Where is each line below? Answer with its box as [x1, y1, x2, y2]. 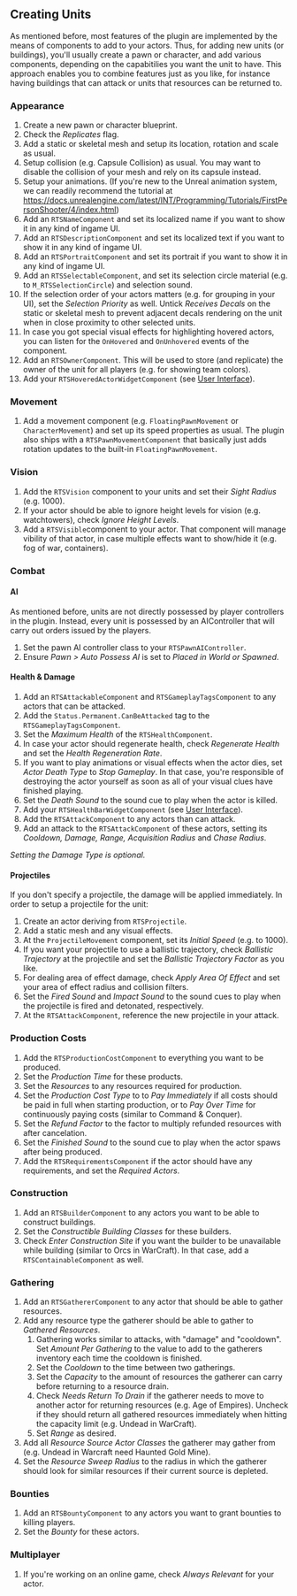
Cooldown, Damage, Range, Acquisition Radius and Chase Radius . [22, 833, 267, 843]
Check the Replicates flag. [22, 129, 119, 140]
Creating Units [10, 7, 92, 22]
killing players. [22, 1517, 76, 1528]
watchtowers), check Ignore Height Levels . [22, 514, 179, 525]
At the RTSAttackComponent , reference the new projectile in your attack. [22, 1010, 279, 1021]
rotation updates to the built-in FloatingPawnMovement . [22, 444, 217, 455]
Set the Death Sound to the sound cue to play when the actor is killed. [22, 795, 278, 806]
